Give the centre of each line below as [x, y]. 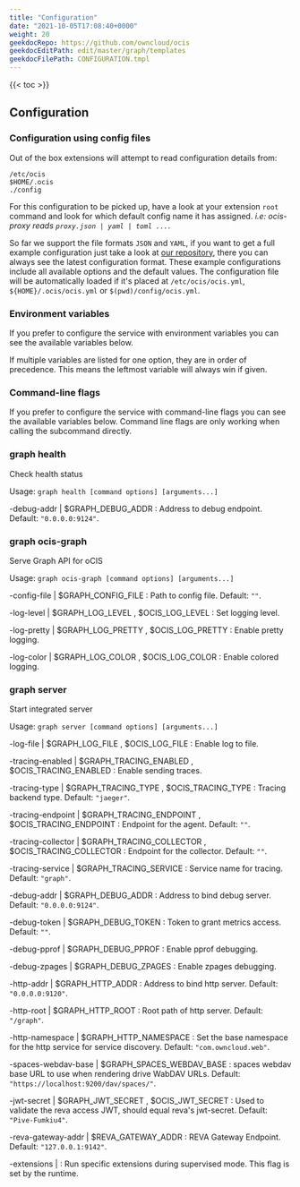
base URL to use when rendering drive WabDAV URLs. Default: [125, 1074]
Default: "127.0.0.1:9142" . [58, 1147]
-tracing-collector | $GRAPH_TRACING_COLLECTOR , [108, 841]
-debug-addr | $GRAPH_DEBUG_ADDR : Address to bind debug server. [140, 895]
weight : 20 [30, 34]
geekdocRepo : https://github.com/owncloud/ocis [100, 43]
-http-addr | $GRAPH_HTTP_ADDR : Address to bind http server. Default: [144, 984]
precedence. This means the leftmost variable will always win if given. [138, 369]
